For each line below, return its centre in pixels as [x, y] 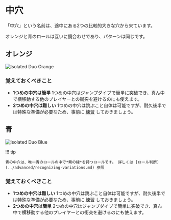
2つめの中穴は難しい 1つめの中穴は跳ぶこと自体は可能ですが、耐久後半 [87, 105]
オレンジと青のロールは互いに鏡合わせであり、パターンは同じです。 [77, 36]
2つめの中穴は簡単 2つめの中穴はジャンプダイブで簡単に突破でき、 [83, 206]
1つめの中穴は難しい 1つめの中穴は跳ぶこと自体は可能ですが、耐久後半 [87, 194]
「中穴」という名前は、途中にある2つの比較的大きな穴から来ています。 [80, 25]
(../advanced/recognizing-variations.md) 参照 [55, 168]
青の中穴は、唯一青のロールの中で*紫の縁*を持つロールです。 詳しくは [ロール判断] [82, 162]
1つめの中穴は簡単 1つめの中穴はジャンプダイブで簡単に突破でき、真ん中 [89, 93]
